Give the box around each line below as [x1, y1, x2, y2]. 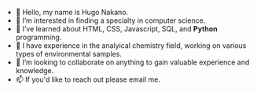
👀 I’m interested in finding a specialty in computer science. [15, 16, 206, 25]
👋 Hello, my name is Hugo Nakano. [15, 8, 128, 17]
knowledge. [15, 66, 54, 75]
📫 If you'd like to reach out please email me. [15, 75, 161, 84]
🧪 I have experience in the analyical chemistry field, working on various [15, 41, 247, 50]
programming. [15, 32, 62, 42]
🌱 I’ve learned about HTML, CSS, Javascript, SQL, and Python [15, 24, 218, 33]
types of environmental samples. [15, 50, 122, 58]
